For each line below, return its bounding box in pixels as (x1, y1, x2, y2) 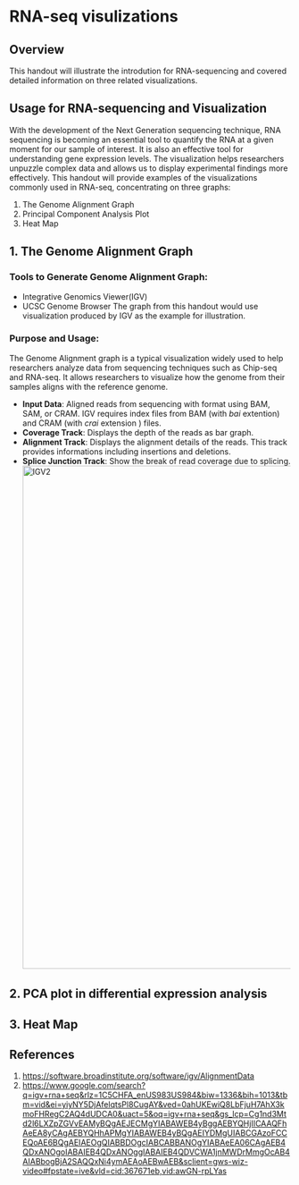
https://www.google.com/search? (21, 1080, 145, 1091)
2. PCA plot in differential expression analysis (9, 986, 268, 1002)
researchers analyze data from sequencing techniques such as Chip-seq (9, 362, 278, 373)
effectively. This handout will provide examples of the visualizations (9, 172, 258, 182)
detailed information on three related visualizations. (9, 75, 198, 86)
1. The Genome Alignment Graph (9, 244, 194, 259)
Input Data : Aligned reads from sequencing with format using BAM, (21, 398, 270, 409)
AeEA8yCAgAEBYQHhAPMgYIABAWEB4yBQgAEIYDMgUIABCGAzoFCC (21, 1128, 287, 1138)
